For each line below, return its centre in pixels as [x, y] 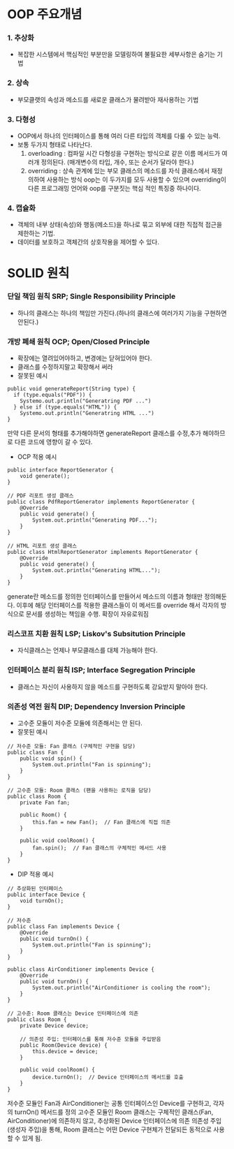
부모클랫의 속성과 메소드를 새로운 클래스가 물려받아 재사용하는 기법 [108, 99]
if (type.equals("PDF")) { [53, 395]
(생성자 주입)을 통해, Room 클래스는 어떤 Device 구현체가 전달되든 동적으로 [109, 1129]
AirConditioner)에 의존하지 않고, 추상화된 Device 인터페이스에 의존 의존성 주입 [115, 1121]
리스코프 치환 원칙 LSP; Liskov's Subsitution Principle [97, 634]
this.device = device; [65, 1052]
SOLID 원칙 [38, 273]
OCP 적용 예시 [37, 457]
